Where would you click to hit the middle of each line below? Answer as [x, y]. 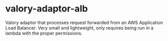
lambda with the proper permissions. [44, 33]
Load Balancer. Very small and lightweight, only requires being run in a [79, 27]
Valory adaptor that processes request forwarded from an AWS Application [84, 22]
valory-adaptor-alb [47, 9]
